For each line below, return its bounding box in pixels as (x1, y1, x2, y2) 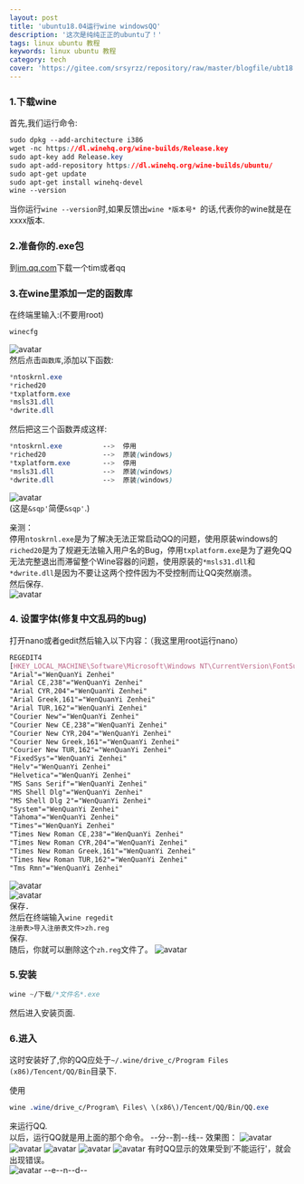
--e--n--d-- (43, 1164, 88, 1175)
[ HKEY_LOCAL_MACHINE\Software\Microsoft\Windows (9, 662, 196, 671)
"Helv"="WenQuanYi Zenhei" (9, 762, 111, 772)
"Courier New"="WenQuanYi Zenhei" (9, 711, 140, 721)
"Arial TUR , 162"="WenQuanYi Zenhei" (9, 703, 147, 713)
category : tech (9, 55, 67, 64)
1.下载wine (9, 95, 57, 108)
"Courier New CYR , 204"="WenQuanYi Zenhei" (9, 729, 172, 738)
